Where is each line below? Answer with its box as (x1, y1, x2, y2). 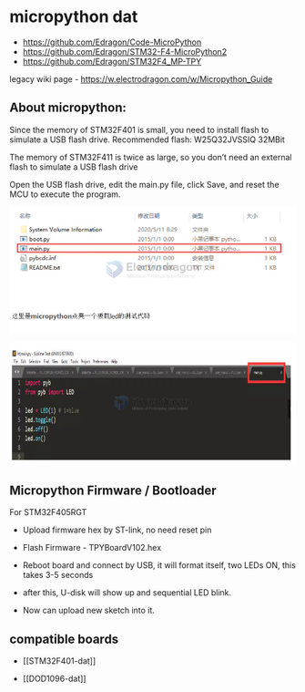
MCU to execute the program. (9, 189, 121, 200)
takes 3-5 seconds (22, 570, 94, 581)
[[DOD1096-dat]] (22, 673, 86, 685)
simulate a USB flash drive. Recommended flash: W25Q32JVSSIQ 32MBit (9, 134, 285, 145)
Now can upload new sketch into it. (22, 604, 155, 616)
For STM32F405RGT (9, 507, 87, 518)
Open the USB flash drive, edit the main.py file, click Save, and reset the (9, 179, 280, 190)
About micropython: (9, 100, 127, 116)
